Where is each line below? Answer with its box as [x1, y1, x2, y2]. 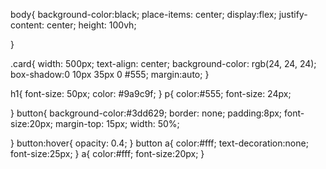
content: [10, 19, 45, 31]
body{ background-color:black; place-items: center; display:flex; [10, 9, 277, 20]
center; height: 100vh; [46, 19, 137, 31]
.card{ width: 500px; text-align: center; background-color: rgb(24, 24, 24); [10, 58, 317, 69]
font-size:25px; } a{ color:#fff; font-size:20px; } [10, 148, 205, 159]
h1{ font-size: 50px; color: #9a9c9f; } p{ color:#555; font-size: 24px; [10, 88, 292, 99]
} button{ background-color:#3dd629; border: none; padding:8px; [10, 107, 283, 119]
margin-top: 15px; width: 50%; [54, 118, 180, 129]
